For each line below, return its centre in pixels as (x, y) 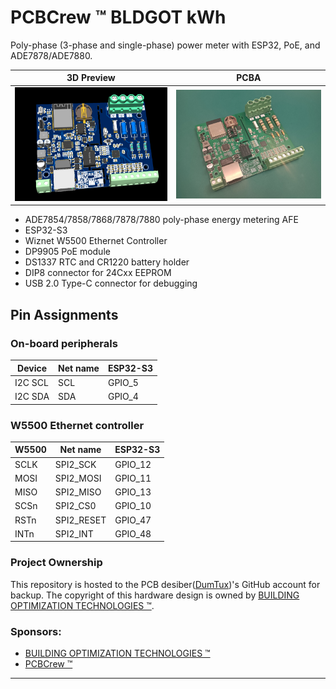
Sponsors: (36, 631)
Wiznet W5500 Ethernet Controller (96, 241)
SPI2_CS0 (75, 506)
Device (32, 368)
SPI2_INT (74, 533)
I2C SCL (31, 382)
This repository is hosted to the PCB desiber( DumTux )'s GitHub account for (165, 584)
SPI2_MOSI (78, 478)
